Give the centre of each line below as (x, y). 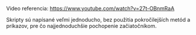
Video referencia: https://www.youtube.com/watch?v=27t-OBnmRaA (90, 8)
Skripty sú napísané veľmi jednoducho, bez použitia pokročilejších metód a (98, 20)
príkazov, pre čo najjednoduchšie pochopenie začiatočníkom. (81, 26)
